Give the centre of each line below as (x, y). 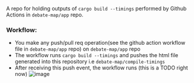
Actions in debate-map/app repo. (45, 15)
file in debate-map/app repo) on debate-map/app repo (77, 49)
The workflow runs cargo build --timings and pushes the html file (96, 55)
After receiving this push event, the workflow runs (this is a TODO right (101, 68)
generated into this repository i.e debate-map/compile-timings (90, 62)
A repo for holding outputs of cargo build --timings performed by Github (96, 9)
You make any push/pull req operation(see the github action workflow (100, 43)
